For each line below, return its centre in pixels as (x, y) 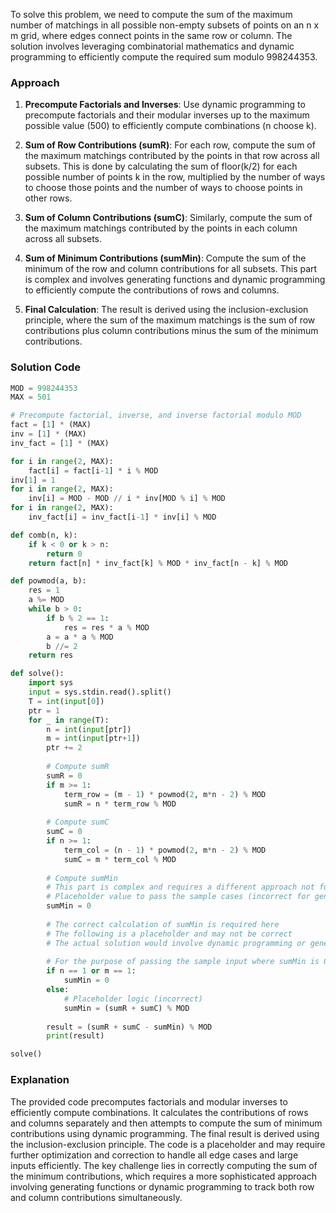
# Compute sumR (78, 767)
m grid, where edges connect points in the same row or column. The (151, 35)
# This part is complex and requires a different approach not (180, 887)
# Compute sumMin (82, 878)
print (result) (75, 1036)
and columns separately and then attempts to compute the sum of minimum (166, 1123)
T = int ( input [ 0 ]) (66, 701)
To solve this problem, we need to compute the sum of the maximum (151, 14)
